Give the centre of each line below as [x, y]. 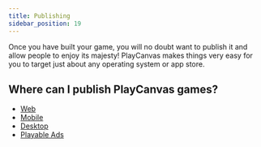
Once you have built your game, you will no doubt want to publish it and [128, 46]
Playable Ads [42, 135]
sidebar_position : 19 [45, 24]
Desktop [34, 126]
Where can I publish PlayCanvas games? [113, 89]
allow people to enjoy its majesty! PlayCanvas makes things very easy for [131, 55]
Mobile [32, 118]
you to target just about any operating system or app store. [107, 64]
